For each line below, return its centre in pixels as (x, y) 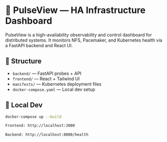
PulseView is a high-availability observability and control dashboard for (78, 35)
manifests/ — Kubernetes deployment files (57, 84)
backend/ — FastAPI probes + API (47, 73)
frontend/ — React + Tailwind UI (46, 79)
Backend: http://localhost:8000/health (47, 135)
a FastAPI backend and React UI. (39, 45)
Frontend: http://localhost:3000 (40, 126)
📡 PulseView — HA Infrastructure (75, 10)
